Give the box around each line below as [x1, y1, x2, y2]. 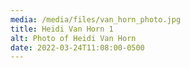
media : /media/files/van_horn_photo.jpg [10, 14, 182, 25]
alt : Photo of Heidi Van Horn [10, 33, 137, 43]
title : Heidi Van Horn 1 [10, 24, 114, 34]
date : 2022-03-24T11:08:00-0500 [10, 42, 145, 53]
